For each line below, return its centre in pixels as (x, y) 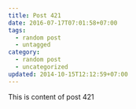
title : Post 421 (35, 15)
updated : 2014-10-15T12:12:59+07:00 (68, 74)
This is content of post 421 (51, 96)
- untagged (33, 45)
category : (24, 52)
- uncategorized (42, 67)
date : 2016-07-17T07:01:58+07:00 (63, 23)
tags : (17, 30)
